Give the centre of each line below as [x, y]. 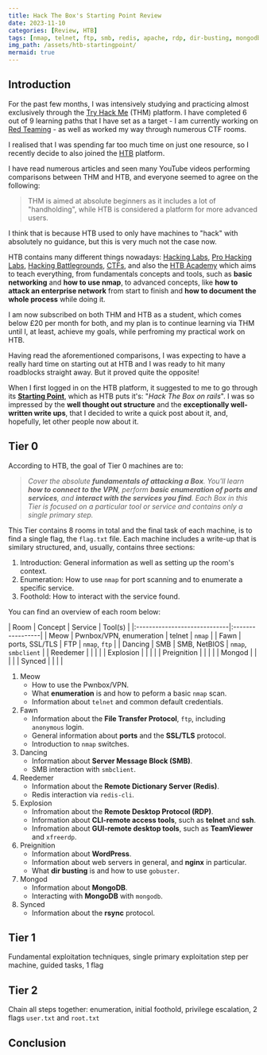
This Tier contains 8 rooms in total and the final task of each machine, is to [130, 530]
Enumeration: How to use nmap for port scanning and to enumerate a [131, 579]
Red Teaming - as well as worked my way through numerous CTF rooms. [128, 129]
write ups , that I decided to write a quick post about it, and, [131, 413]
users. [38, 217]
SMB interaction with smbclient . [84, 769]
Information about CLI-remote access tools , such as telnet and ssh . [144, 820]
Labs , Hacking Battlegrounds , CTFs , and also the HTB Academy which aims [132, 265]
